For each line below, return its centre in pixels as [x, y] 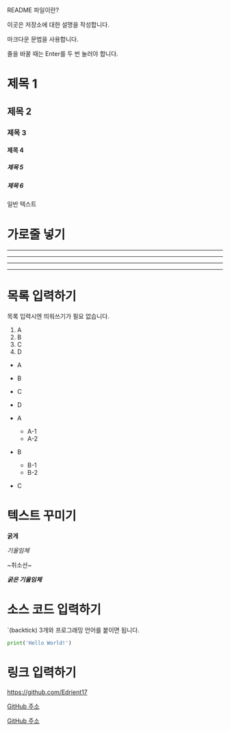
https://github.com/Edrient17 [47, 692]
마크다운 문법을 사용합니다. [43, 39]
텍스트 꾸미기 [42, 516]
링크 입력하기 [42, 673]
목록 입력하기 [42, 296]
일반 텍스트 [22, 204]
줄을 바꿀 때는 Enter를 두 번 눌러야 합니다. [63, 54]
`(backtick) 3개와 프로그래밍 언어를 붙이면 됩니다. [74, 630]
